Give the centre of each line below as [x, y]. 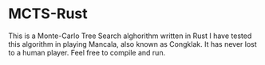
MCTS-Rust [48, 14]
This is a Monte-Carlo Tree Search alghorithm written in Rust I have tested [130, 36]
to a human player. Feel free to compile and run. [87, 52]
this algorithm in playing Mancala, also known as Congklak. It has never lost [132, 44]
